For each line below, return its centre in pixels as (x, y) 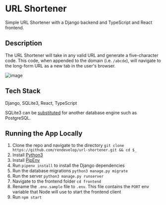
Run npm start (27, 197)
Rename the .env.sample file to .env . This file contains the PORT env (81, 187)
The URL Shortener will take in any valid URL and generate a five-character (82, 55)
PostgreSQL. (18, 118)
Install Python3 (28, 155)
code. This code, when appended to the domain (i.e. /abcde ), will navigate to (83, 61)
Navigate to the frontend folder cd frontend (57, 181)
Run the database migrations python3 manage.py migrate (70, 171)
